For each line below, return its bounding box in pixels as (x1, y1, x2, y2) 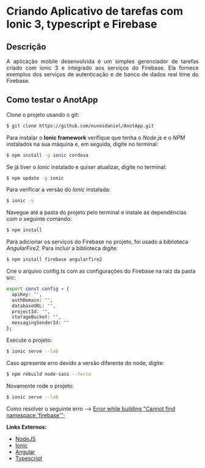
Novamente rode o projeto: (6, 382, 74, 389)
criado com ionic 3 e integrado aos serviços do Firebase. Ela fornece (6, 64, 199, 71)
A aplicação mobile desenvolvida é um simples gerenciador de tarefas (6, 58, 199, 65)
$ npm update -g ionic (6, 175, 64, 181)
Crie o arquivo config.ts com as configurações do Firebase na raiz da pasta (6, 267, 196, 275)
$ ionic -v (6, 198, 34, 204)
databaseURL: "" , (12, 303, 56, 309)
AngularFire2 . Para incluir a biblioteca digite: (6, 245, 118, 252)
